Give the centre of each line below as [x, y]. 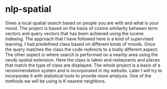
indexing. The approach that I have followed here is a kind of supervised [79, 39]
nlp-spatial [28, 9]
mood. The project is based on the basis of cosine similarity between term [82, 28]
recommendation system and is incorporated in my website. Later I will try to [84, 70]
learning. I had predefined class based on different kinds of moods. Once [80, 44]
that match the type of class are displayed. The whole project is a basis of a [83, 65]
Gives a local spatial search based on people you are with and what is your [82, 23]
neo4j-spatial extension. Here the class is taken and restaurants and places [83, 60]
